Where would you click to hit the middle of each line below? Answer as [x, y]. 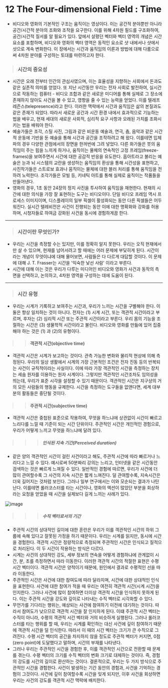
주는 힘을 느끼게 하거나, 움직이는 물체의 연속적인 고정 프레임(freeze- [92, 150]
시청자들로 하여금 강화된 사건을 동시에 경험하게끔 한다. [76, 213]
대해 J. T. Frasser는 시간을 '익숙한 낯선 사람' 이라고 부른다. [75, 262]
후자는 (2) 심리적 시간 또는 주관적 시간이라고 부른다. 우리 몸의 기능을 [89, 318]
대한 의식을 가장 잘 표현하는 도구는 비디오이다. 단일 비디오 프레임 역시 [89, 194]
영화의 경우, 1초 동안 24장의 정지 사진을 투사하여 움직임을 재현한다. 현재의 [84, 188]
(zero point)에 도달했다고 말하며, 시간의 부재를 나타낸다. [67, 643]
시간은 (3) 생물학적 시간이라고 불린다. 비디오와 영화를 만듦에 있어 [89, 325]
